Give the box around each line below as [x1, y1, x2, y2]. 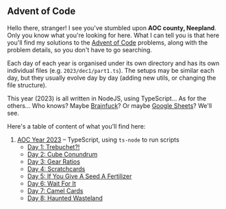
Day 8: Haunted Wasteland [27, 194, 103, 202]
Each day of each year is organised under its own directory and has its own [7, 58, 220, 67]
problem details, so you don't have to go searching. [7, 45, 153, 54]
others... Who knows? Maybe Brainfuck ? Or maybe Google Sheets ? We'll [7, 101, 212, 109]
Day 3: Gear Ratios [27, 157, 81, 166]
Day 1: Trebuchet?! [27, 142, 80, 151]
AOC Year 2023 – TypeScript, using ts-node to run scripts [16, 135, 179, 144]
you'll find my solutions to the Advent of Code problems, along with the [7, 38, 208, 47]
